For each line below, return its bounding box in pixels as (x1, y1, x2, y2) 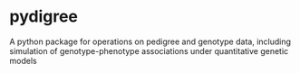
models (9, 55, 38, 66)
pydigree (9, 6, 79, 27)
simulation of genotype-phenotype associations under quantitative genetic (9, 45, 289, 56)
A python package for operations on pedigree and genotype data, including (9, 36, 292, 47)
